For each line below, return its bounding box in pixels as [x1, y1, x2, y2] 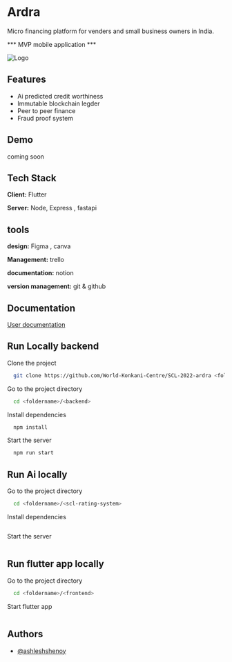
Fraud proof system [17, 114, 74, 122]
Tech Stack [7, 172, 57, 183]
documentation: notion [7, 269, 74, 277]
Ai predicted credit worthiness [17, 92, 104, 100]
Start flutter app [7, 602, 52, 610]
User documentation [7, 321, 66, 328]
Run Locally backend [7, 341, 99, 352]
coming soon [7, 152, 45, 161]
